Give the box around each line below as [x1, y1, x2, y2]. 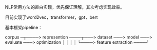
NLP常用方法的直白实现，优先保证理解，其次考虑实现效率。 [5, 4, 125, 10]
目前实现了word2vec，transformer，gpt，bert [5, 14, 98, 20]
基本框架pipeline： [5, 25, 42, 30]
